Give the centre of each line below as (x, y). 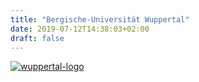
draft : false (37, 38)
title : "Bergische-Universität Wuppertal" (100, 19)
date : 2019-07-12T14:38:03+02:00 (80, 29)
